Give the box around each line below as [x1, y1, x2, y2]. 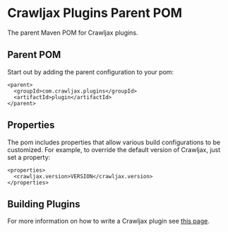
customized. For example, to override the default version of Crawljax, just [7, 145, 221, 153]
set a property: [7, 153, 51, 161]
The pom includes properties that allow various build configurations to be [7, 138, 221, 146]
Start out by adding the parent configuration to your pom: [7, 67, 174, 76]
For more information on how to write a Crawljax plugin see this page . [7, 217, 210, 226]
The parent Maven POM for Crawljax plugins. [7, 28, 138, 37]
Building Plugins [7, 198, 80, 210]
